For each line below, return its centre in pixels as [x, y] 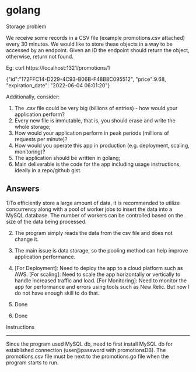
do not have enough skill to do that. [57, 293]
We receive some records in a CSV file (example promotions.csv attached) [96, 37]
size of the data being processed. [46, 221]
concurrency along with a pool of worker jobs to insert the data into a [89, 209]
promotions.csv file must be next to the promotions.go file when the [87, 356]
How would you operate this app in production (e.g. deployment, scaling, [102, 145]
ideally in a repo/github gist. [48, 170]
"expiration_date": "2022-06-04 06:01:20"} [58, 85]
